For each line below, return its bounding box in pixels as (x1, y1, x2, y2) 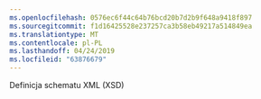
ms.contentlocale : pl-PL (9, 38, 103, 48)
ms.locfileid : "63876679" (9, 55, 107, 64)
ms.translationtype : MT (9, 30, 99, 39)
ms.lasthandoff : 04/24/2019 (9, 47, 116, 56)
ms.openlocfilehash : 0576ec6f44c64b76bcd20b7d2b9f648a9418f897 (9, 13, 253, 22)
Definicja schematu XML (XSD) (9, 80, 125, 90)
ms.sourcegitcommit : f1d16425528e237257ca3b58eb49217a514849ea (9, 22, 253, 31)
